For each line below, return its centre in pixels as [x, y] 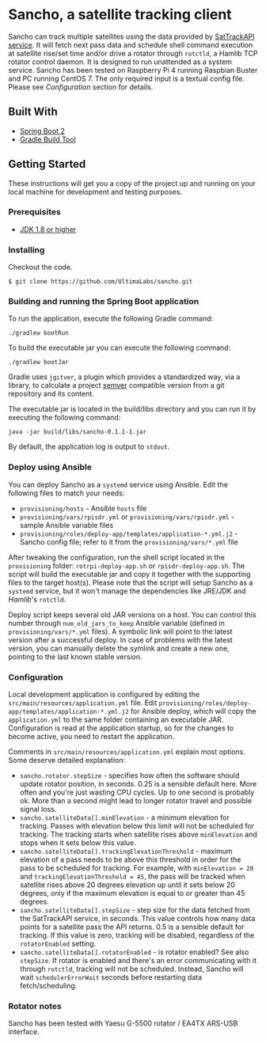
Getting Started [47, 164]
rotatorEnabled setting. [58, 944]
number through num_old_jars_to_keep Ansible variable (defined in [117, 623]
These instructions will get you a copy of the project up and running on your [132, 183]
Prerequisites [34, 212]
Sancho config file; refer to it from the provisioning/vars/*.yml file [129, 542]
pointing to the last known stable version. [75, 656]
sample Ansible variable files [66, 525]
